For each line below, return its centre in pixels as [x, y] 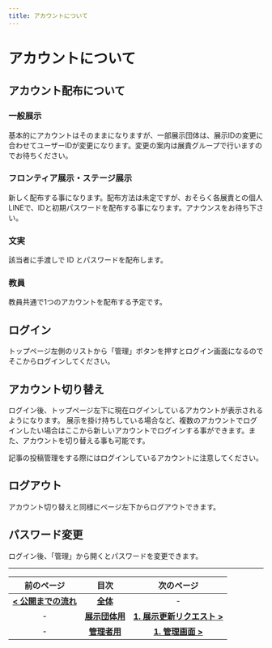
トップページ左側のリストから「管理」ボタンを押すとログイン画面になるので [136, 351]
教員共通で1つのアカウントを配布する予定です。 [88, 302]
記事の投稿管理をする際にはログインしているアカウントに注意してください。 [136, 458]
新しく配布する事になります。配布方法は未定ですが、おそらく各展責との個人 [136, 197]
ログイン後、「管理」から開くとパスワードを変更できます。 [106, 556]
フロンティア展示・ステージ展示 [70, 178]
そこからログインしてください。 [62, 361]
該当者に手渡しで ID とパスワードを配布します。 [88, 260]
